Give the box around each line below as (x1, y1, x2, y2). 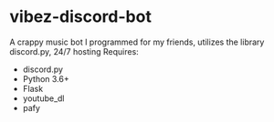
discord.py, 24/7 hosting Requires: (9, 46, 139, 56)
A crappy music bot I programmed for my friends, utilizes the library (9, 36, 265, 47)
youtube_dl (22, 93, 66, 104)
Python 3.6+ (22, 73, 70, 84)
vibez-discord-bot (9, 6, 153, 27)
